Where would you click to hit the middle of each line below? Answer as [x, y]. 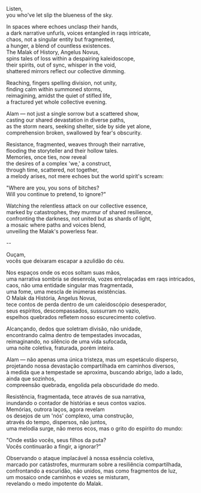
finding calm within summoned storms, [54, 89]
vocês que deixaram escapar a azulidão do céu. [65, 261]
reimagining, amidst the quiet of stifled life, [59, 96]
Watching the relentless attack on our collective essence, [77, 206]
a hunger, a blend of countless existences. [58, 46]
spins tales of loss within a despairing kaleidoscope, [71, 58]
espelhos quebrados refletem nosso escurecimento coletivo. [81, 317]
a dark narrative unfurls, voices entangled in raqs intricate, [79, 33]
